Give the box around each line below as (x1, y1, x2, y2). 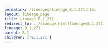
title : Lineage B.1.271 (4, 16, 54, 21)
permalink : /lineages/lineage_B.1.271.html (4, 7, 97, 12)
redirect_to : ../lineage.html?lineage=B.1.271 (4, 21, 103, 26)
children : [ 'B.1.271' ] (4, 35, 52, 40)
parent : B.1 (4, 30, 29, 35)
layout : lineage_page (4, 12, 50, 17)
